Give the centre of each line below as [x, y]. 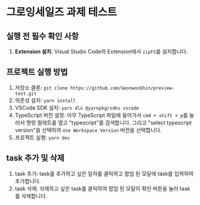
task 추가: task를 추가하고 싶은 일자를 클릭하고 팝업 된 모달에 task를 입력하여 [104, 173]
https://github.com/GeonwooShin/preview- [122, 88]
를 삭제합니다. [31, 196]
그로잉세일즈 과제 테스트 [62, 12]
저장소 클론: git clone [41, 88]
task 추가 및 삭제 [35, 158]
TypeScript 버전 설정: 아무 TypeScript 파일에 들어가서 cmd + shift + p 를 [101, 115]
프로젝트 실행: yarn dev [42, 137]
